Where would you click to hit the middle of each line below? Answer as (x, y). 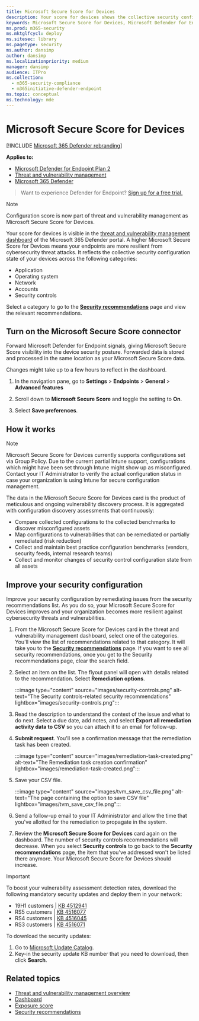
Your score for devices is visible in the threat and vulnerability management (98, 233)
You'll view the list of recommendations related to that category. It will (100, 642)
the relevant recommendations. (44, 313)
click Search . (31, 960)
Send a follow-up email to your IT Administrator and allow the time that (101, 816)
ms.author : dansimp (30, 50)
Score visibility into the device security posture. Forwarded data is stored (95, 352)
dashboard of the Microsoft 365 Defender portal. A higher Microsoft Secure (98, 239)
